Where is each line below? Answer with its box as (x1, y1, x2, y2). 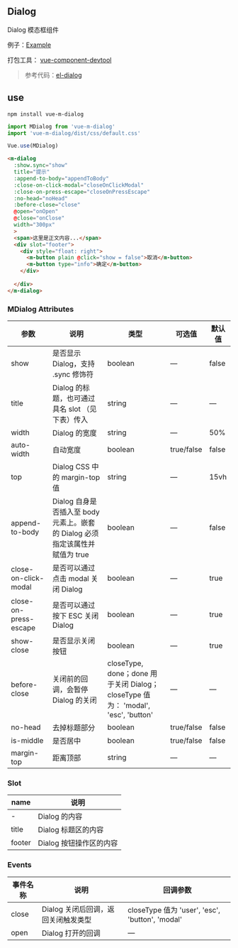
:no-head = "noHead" (13, 195, 69, 202)
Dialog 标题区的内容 (38, 825, 104, 835)
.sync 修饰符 (52, 369, 94, 379)
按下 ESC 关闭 (52, 611, 99, 621)
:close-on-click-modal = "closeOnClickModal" (13, 181, 144, 189)
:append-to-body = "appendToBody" (13, 175, 110, 182)
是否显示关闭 (52, 636, 96, 645)
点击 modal (52, 573, 90, 583)
